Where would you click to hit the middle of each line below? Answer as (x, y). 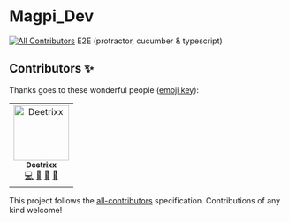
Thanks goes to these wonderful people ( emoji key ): (104, 89)
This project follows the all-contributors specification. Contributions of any (145, 200)
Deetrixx (42, 165)
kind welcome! (36, 210)
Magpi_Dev (52, 16)
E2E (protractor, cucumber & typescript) (149, 41)
